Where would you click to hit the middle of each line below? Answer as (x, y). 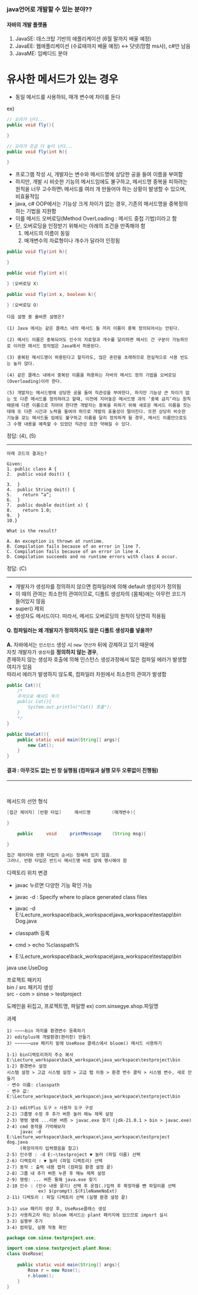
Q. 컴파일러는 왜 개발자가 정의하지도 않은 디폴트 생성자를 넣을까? (80, 630)
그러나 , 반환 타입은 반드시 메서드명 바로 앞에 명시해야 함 (67, 861)
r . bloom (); (41, 1276)
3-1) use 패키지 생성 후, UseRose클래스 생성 (56, 1209)
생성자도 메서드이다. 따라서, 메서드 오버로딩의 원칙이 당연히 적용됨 (90, 616)
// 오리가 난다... (26, 120)
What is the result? (32, 531)
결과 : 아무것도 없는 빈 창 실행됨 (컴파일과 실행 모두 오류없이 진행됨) (83, 770)
